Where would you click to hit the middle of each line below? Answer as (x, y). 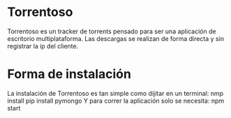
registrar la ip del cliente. (43, 46)
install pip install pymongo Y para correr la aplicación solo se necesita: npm (116, 101)
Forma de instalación (69, 74)
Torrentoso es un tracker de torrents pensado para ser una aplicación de (112, 31)
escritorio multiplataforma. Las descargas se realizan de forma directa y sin (116, 38)
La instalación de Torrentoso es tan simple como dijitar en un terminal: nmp (115, 93)
